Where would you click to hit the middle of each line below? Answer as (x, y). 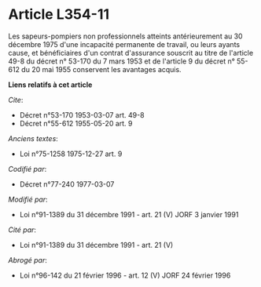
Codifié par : (28, 169)
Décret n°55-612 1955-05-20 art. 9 (76, 123)
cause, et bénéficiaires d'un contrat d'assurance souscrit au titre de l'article (131, 53)
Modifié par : (28, 199)
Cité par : (22, 230)
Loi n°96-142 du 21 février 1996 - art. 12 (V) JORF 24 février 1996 (125, 275)
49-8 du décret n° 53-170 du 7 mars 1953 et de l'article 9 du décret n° (122, 61)
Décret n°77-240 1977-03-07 (67, 184)
